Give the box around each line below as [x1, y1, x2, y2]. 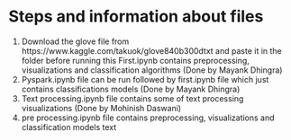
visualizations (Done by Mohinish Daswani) [21, 102, 182, 113]
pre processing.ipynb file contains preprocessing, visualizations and [21, 112, 276, 123]
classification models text [21, 121, 117, 132]
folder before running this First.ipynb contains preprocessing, [21, 55, 250, 66]
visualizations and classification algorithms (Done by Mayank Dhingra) [21, 65, 283, 75]
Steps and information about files [8, 6, 264, 27]
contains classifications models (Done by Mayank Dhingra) [21, 83, 241, 94]
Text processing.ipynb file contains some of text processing [21, 92, 244, 104]
